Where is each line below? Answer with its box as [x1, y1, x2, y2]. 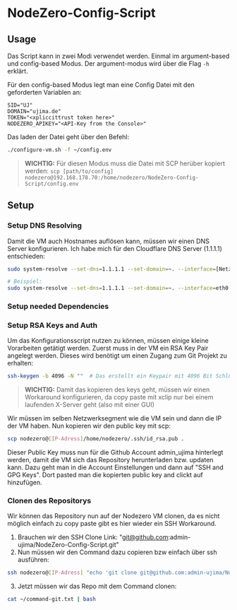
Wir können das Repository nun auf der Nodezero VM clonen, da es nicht [7, 512, 220, 520]
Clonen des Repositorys [7, 496, 92, 506]
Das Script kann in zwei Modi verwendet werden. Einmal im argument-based [7, 52, 230, 60]
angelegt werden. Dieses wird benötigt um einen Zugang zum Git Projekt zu [7, 351, 228, 360]
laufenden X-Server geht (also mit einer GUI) [24, 401, 155, 409]
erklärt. [7, 67, 28, 75]
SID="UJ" [7, 102, 33, 109]
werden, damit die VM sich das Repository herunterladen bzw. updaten [7, 456, 214, 464]
